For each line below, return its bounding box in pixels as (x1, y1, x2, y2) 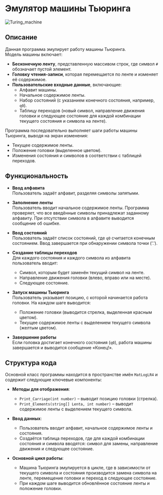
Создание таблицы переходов (12, 250, 77, 256)
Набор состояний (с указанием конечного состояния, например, (19, 97, 155, 103)
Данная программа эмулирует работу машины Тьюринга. (5, 46, 127, 52)
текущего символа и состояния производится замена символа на (19, 470, 157, 476)
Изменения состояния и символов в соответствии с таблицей (12, 152, 142, 158)
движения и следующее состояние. (19, 446, 94, 452)
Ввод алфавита (12, 185, 45, 191)
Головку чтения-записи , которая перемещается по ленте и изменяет (12, 71, 158, 77)
